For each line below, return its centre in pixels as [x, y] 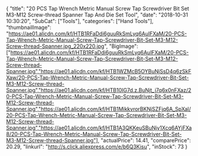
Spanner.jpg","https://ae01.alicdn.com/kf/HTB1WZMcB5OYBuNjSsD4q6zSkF [99, 71]
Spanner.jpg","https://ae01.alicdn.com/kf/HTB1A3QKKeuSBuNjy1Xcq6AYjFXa [99, 128]
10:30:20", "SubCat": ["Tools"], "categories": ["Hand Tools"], [80, 21]
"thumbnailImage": [29, 27]
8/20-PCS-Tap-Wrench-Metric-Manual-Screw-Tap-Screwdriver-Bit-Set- [94, 134]
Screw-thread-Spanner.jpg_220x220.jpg [55, 46]
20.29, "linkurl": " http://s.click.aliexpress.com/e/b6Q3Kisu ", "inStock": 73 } [97, 147]
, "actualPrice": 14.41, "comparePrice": [144, 140]
